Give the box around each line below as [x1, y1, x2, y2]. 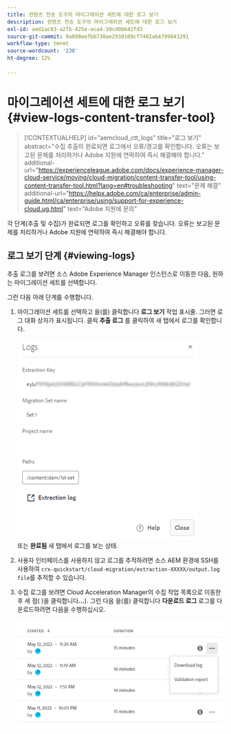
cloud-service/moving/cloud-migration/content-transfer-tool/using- [23, 173, 217, 181]
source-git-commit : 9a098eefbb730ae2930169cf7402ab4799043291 [7, 33, 189, 40]
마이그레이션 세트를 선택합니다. [14, 278, 98, 286]
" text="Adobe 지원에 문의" [63, 204, 137, 213]
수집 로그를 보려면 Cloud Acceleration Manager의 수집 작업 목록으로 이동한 [16, 588, 221, 596]
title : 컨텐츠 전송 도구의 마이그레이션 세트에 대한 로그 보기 [7, 11, 159, 18]
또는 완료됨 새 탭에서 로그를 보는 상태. [16, 541, 118, 549]
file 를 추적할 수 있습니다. [16, 573, 87, 582]
